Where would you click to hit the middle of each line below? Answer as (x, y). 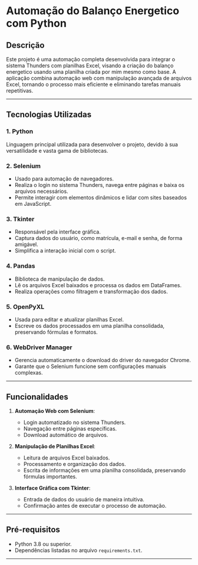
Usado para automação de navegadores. (64, 179)
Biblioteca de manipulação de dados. (60, 279)
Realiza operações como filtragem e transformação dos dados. (91, 291)
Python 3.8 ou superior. (43, 544)
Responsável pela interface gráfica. (58, 232)
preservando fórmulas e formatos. (56, 332)
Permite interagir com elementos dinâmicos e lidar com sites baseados (101, 197)
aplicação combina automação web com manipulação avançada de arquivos (99, 78)
